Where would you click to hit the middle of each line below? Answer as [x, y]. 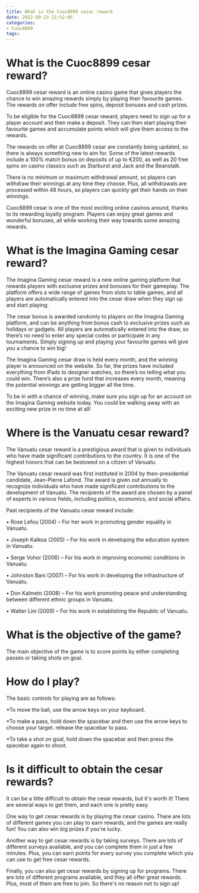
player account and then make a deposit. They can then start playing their [97, 123]
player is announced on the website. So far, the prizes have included [90, 366]
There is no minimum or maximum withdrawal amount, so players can [91, 177]
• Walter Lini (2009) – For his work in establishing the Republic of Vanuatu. [97, 611]
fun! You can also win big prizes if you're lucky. [64, 829]
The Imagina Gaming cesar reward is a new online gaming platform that [94, 280]
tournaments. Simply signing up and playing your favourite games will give [97, 342]
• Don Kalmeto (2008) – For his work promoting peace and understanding [97, 593]
